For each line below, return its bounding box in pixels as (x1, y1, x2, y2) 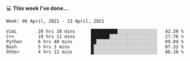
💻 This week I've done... (6, 5, 69, 12)
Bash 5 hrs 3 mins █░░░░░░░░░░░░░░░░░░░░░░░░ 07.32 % (6, 44, 184, 50)
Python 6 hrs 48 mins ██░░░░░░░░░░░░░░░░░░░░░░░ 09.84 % (6, 39, 184, 45)
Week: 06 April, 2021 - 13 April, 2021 (6, 18, 105, 24)
